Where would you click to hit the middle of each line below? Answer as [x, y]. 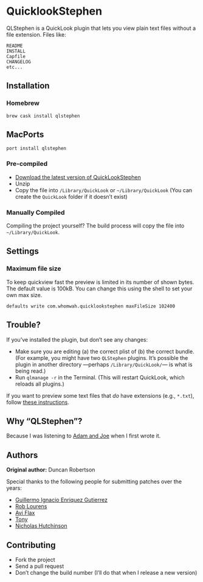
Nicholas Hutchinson [41, 526]
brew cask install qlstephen [43, 116]
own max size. [24, 295]
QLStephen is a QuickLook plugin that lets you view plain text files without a [101, 28]
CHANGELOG [19, 62]
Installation [28, 86]
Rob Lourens [31, 506]
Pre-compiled [27, 164]
